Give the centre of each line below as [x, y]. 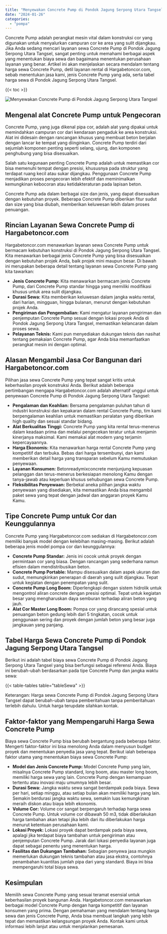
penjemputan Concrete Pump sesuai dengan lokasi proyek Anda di [81, 318]
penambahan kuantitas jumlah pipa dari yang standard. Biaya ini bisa [83, 862]
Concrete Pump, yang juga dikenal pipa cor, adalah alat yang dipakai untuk [82, 127]
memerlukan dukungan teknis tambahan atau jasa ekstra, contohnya [82, 856]
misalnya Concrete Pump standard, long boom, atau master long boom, [85, 772]
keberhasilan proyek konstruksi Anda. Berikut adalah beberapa [70, 385]
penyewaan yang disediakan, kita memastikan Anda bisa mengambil [82, 490]
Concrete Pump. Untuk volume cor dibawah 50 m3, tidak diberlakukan [84, 814]
